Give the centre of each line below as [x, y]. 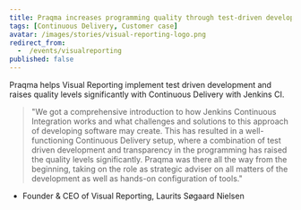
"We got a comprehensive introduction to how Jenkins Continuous [154, 112]
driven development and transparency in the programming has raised [159, 150]
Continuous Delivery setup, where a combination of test [179, 140]
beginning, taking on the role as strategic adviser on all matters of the [159, 169]
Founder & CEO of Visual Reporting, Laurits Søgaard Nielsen [133, 196]
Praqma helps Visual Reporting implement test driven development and [140, 85]
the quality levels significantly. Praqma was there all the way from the [159, 159]
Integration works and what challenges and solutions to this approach [160, 121]
